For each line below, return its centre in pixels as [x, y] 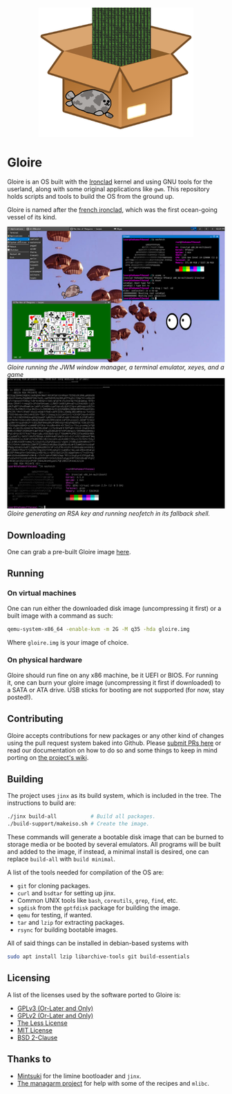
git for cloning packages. [54, 886]
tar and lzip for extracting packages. [71, 923]
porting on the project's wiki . [48, 757]
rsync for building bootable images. [67, 930]
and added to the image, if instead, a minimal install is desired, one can [108, 852]
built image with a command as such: [60, 616]
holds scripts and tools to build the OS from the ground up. [91, 196]
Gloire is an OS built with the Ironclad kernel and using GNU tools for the [110, 182]
